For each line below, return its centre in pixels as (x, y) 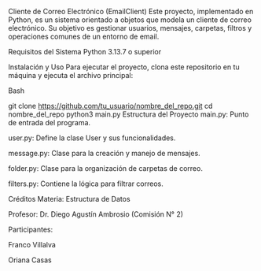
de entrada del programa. (50, 123)
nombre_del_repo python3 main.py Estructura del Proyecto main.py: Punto (129, 114)
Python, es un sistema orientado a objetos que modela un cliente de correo (130, 20)
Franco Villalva (32, 245)
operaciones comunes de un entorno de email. (84, 36)
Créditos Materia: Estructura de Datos (70, 199)
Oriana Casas (30, 260)
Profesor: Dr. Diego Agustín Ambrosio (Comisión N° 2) (96, 214)
